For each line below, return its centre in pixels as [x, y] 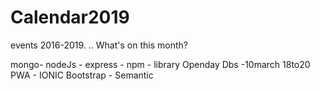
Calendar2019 [70, 17]
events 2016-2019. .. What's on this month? [99, 45]
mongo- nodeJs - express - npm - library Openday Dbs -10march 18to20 [160, 64]
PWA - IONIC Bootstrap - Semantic [82, 75]
